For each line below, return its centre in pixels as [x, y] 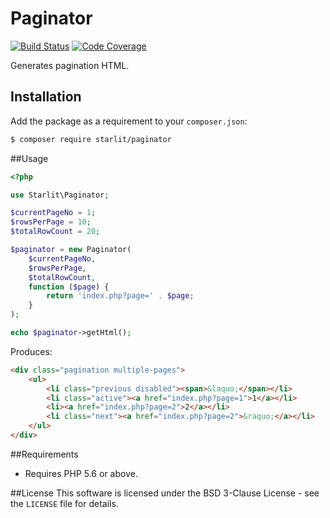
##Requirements [44, 454]
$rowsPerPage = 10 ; [51, 222]
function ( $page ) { [69, 287]
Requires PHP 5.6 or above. [81, 473]
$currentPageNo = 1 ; [53, 213]
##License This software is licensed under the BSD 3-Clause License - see [165, 493]
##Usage [29, 158]
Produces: [31, 351]
